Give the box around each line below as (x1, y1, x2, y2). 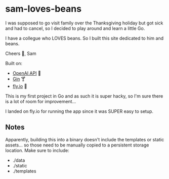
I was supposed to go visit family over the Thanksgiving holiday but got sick (5, 20, 163, 26)
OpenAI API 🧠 (12, 70, 41, 76)
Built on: (5, 60, 23, 66)
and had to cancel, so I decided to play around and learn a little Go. (5, 25, 145, 31)
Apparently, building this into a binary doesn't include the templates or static (5, 136, 164, 142)
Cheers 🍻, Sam (5, 50, 36, 56)
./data (12, 157, 25, 163)
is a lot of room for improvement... (5, 98, 76, 104)
